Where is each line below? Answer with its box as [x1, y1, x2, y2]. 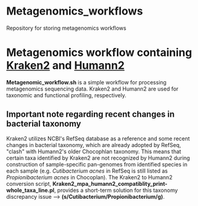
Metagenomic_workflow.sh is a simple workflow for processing [6, 78, 167, 86]
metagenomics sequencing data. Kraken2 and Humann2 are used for [6, 85, 179, 92]
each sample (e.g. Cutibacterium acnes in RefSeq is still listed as [6, 167, 168, 174]
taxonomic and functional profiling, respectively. [6, 91, 127, 98]
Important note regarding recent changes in [6, 109, 175, 120]
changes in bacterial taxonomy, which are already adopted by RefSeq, [6, 141, 182, 148]
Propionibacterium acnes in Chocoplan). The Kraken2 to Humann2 [6, 173, 173, 180]
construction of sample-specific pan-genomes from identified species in [6, 160, 188, 168]
